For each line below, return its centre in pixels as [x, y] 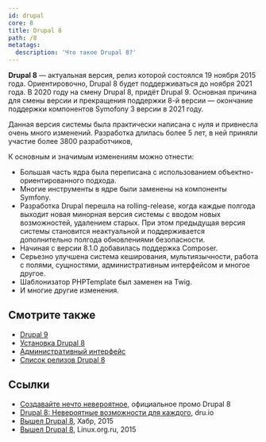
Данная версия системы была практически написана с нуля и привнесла [133, 124]
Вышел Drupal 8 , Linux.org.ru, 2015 [78, 429]
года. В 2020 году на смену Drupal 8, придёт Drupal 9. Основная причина [133, 92]
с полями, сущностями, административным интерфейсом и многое [135, 265]
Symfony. [35, 197]
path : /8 [23, 38]
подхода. [101, 180]
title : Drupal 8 [35, 30]
